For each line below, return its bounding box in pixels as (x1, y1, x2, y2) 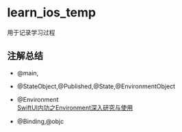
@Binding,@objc (16, 117, 64, 125)
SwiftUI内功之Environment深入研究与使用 (16, 103, 133, 111)
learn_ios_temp (7, 5, 96, 21)
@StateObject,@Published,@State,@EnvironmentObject (16, 82, 176, 90)
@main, (16, 68, 39, 77)
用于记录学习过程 (7, 28, 55, 36)
